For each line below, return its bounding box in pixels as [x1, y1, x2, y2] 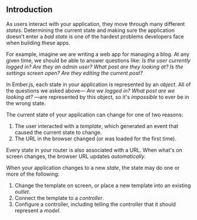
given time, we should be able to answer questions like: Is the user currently [6, 57, 191, 64]
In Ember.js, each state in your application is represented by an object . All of [6, 81, 191, 88]
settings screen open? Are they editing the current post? [6, 69, 143, 76]
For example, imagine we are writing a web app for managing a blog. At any [6, 50, 190, 58]
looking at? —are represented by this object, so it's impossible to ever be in [6, 93, 190, 100]
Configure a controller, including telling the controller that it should [14, 201, 176, 208]
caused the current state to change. [14, 129, 102, 136]
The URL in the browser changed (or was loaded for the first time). [14, 135, 177, 142]
